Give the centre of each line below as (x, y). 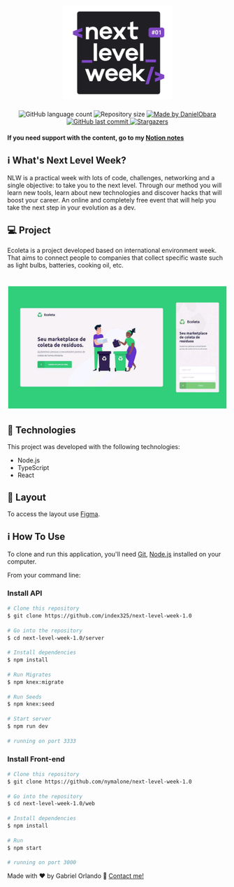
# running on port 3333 (42, 741)
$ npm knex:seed (31, 704)
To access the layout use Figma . (53, 514)
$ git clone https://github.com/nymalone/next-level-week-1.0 (100, 782)
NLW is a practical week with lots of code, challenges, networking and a (111, 177)
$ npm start (24, 848)
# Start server (29, 719)
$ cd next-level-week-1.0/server (56, 638)
